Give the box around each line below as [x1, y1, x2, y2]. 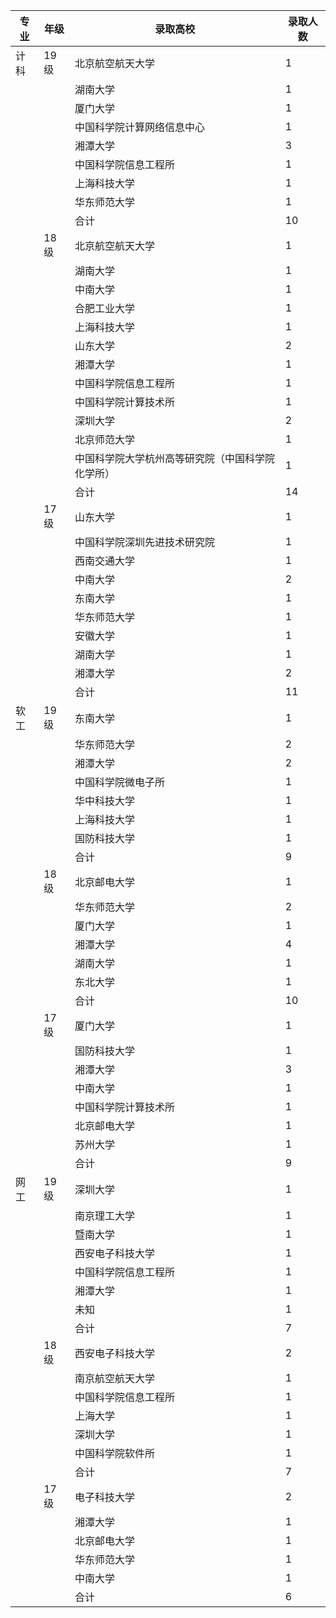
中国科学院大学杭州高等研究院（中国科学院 [74, 452, 276, 465]
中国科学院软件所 [74, 1447, 156, 1460]
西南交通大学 [74, 554, 136, 568]
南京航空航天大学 [74, 1372, 156, 1385]
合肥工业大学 [74, 302, 136, 315]
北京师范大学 [74, 433, 136, 446]
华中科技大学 [74, 794, 136, 808]
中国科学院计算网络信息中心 [74, 120, 206, 134]
